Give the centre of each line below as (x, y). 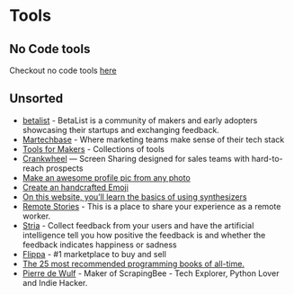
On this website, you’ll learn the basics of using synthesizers (134, 197)
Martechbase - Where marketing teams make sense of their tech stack (153, 139)
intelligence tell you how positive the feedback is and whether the (144, 235)
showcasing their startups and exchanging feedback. (121, 130)
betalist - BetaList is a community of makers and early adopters (140, 120)
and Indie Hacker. (55, 282)
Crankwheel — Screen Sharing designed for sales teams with (136, 158)
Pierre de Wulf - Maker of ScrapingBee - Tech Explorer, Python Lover (151, 273)
